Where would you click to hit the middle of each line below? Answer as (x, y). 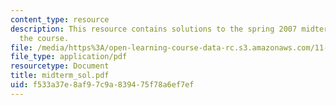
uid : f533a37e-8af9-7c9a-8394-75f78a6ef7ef (102, 85)
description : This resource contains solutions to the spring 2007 (154, 29)
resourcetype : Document (60, 66)
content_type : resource (60, 19)
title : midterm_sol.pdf (60, 76)
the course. (44, 38)
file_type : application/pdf (69, 57)
